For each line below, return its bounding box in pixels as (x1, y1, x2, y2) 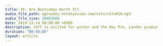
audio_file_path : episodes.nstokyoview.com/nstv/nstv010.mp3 (5, 11, 131, 16)
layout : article (5, 34, 38, 39)
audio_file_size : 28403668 (5, 16, 60, 21)
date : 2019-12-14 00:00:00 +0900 (5, 20, 73, 25)
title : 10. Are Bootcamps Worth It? (5, 7, 79, 12)
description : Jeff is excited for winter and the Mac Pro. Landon (5, 25, 142, 30)
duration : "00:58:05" (5, 29, 49, 34)
